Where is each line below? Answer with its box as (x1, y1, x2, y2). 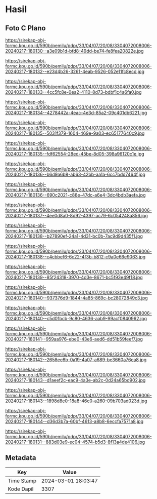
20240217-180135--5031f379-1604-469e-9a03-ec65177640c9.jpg (5, 130, 145, 136)
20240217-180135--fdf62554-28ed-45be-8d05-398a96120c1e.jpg (5, 151, 145, 157)
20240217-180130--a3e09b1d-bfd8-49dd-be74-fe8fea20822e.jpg (5, 48, 144, 54)
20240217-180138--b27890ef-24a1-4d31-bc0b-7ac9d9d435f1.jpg (5, 233, 143, 239)
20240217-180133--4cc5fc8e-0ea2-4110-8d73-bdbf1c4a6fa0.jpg (5, 89, 142, 95)
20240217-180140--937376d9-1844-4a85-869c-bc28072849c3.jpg (5, 295, 148, 301)
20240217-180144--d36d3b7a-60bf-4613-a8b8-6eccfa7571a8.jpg (5, 418, 144, 424)
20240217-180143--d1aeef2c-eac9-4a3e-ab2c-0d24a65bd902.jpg (5, 377, 146, 383)
